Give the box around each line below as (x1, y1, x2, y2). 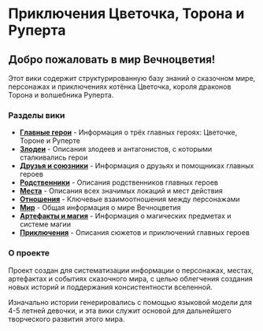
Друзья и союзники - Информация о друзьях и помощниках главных (19, 161, 254, 171)
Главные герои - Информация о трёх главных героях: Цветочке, (19, 127, 238, 138)
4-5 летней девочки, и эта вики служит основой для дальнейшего (8, 306, 232, 315)
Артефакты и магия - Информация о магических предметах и (19, 211, 232, 221)
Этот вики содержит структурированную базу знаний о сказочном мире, (8, 74, 256, 83)
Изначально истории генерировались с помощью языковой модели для (8, 297, 252, 307)
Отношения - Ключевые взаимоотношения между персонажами (19, 194, 240, 204)
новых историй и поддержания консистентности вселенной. (8, 282, 213, 292)
